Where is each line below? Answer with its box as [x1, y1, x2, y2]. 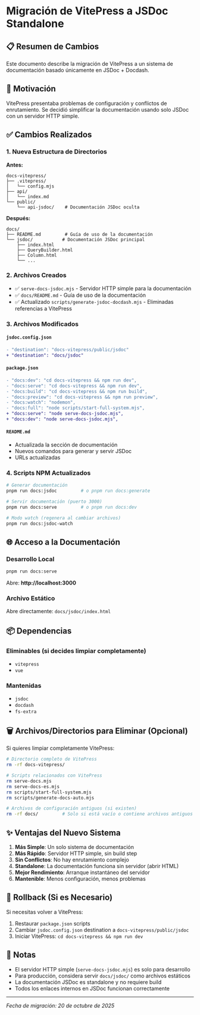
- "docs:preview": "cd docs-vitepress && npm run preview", [6, 394, 159, 400]
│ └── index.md [6, 193, 49, 199]
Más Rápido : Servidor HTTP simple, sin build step [14, 850, 137, 857]
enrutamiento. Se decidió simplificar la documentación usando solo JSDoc [6, 106, 189, 113]
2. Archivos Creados [6, 271, 67, 279]
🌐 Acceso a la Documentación [6, 537, 121, 548]
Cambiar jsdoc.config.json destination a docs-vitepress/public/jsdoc [14, 926, 189, 933]
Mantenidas [6, 682, 42, 690]
